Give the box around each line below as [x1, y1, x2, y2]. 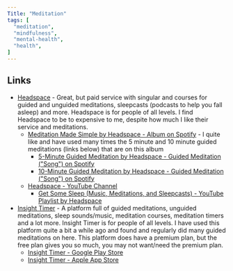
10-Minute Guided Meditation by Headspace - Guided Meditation [38, 167, 224, 175]
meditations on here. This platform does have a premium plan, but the [17, 233, 218, 242]
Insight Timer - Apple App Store [27, 255, 120, 264]
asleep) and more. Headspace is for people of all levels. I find [17, 108, 193, 116]
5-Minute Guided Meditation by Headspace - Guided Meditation [38, 152, 221, 161]
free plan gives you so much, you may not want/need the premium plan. [17, 240, 224, 249]
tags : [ [7, 17, 30, 24]
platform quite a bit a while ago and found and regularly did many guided [17, 226, 226, 234]
